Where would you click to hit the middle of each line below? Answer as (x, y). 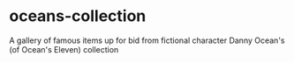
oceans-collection (78, 16)
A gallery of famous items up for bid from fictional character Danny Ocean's (147, 40)
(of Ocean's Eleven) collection (64, 49)
